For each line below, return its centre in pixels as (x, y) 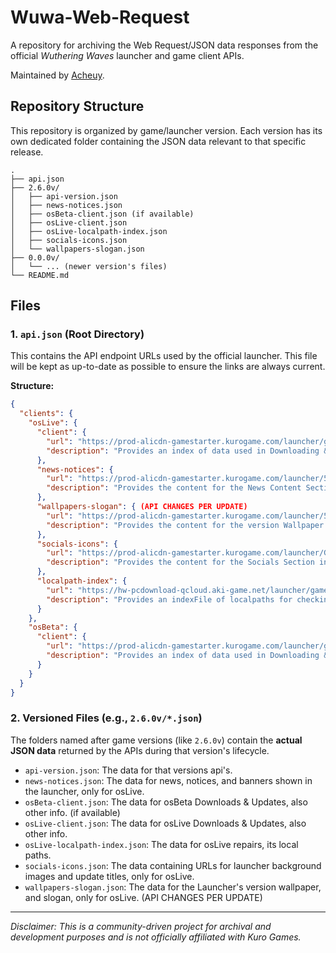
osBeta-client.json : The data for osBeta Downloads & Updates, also (166, 802)
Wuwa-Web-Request (100, 17)
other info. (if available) (72, 812)
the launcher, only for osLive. (84, 791)
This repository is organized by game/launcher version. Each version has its (166, 130)
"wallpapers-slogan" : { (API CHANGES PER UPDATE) (142, 507)
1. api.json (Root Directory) (77, 334)
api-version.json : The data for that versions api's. (128, 770)
